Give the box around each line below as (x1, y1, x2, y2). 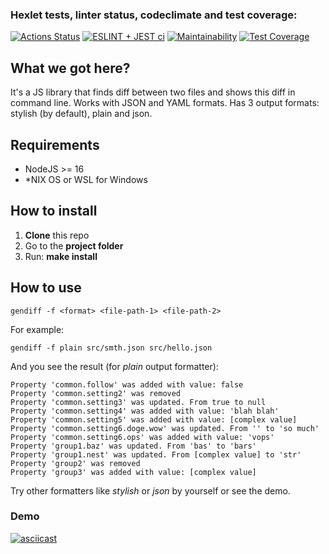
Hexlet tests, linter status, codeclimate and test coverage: (10, 8, 298, 22)
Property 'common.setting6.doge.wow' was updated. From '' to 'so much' (10, 423, 320, 433)
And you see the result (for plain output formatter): (10, 360, 219, 372)
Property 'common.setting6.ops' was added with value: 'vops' (10, 432, 275, 442)
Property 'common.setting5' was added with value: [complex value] (10, 414, 298, 425)
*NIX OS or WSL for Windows (24, 173, 148, 185)
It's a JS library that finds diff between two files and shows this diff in (10, 86, 296, 98)
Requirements (10, 136, 100, 153)
